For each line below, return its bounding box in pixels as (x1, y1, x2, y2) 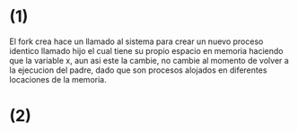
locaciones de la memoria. (9, 74, 107, 84)
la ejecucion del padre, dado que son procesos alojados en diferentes (9, 65, 267, 75)
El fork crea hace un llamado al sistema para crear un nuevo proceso (9, 36, 264, 47)
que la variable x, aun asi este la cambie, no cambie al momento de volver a (9, 55, 289, 66)
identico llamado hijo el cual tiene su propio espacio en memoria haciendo (9, 45, 284, 56)
